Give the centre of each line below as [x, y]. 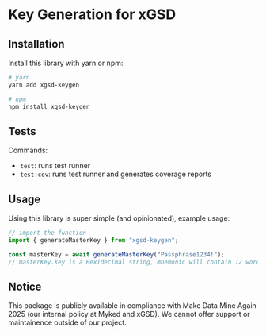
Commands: [28, 150]
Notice [25, 287]
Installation [36, 44]
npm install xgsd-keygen [49, 106]
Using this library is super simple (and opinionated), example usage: [119, 218]
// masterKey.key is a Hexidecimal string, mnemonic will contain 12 [125, 262]
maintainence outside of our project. [67, 322]
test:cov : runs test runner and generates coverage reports [116, 174]
